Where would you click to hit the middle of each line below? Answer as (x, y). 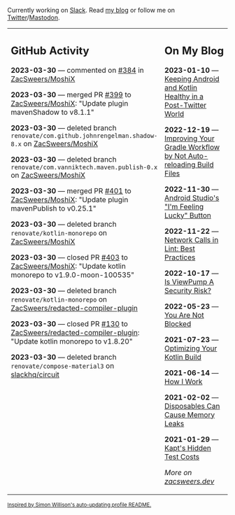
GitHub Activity (50, 50)
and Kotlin (181, 87)
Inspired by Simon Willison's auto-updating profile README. (79, 505)
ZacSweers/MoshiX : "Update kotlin (68, 266)
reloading (180, 164)
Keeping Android (192, 78)
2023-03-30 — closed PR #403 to (69, 257)
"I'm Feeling (184, 206)
